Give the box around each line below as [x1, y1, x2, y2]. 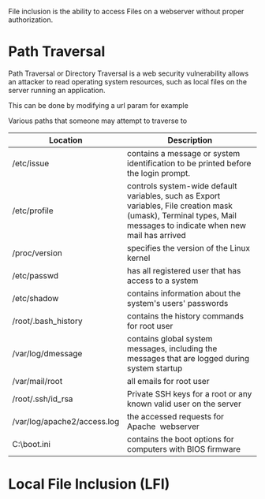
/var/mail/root [12, 375, 63, 386]
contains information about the [127, 288, 241, 299]
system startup [127, 363, 183, 374]
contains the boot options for [127, 434, 234, 445]
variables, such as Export [127, 190, 221, 201]
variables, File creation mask [127, 200, 233, 211]
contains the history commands [127, 311, 244, 322]
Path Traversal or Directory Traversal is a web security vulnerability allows [8, 69, 249, 78]
